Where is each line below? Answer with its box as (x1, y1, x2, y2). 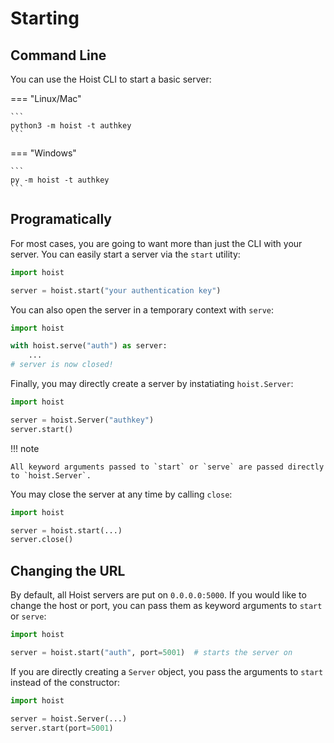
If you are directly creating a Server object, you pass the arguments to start (10, 665, 324, 677)
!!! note (10, 442, 40, 454)
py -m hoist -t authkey (10, 175, 110, 185)
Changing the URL (10, 562, 126, 579)
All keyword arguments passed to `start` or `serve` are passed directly (10, 462, 325, 472)
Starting (10, 7, 80, 30)
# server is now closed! (10, 360, 114, 370)
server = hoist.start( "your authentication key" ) (10, 285, 222, 296)
